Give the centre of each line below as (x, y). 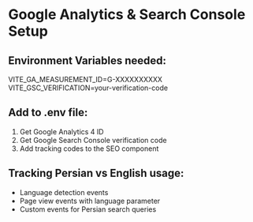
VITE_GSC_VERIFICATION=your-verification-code (88, 88)
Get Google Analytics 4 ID (61, 131)
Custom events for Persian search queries (88, 209)
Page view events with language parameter (90, 201)
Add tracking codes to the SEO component (89, 149)
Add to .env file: (48, 113)
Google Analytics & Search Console (127, 15)
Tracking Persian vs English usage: (96, 173)
